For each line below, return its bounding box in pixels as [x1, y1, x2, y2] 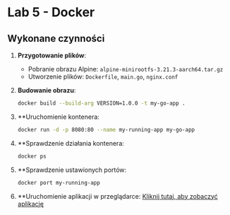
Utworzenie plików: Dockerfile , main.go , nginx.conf [28, 72, 178, 81]
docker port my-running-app [17, 179, 100, 186]
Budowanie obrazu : [17, 86, 76, 94]
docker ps [17, 153, 47, 160]
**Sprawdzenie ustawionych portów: [17, 165, 127, 174]
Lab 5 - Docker [7, 4, 95, 21]
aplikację [17, 199, 44, 208]
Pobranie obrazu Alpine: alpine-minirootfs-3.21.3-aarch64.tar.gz [28, 65, 224, 73]
